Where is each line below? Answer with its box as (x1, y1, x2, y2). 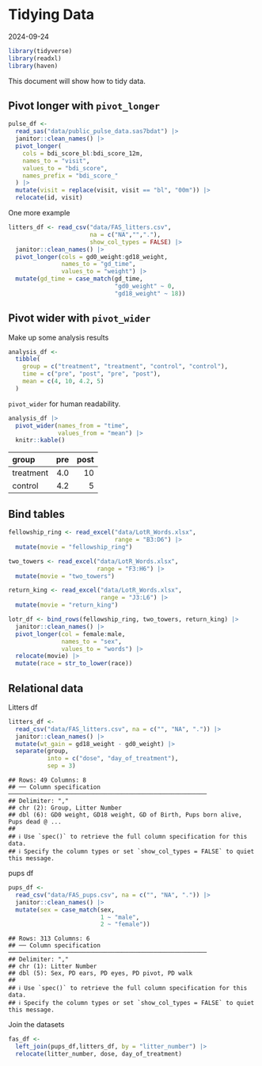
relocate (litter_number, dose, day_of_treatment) (15, 1050, 182, 1058)
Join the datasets (8, 1020, 65, 1030)
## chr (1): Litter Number (8, 962, 97, 971)
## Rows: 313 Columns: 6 (8, 935, 90, 943)
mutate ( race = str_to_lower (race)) (15, 660, 133, 668)
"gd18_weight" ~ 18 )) (114, 289, 186, 298)
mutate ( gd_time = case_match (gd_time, (15, 275, 144, 283)
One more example (8, 208, 70, 217)
